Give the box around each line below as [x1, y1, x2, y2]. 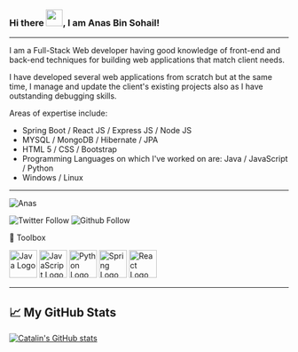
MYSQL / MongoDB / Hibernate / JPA [21, 134, 159, 146]
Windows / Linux [21, 172, 84, 183]
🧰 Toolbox [9, 232, 46, 244]
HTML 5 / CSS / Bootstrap [21, 144, 118, 155]
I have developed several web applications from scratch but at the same [9, 72, 273, 83]
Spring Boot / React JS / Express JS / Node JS [21, 125, 192, 136]
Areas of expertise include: [9, 108, 108, 119]
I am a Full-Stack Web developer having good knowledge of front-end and [9, 45, 281, 56]
